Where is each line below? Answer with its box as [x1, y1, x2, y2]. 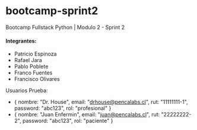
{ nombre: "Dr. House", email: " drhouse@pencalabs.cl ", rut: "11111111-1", [14, 99, 188, 106]
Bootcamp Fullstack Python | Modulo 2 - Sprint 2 [5, 24, 125, 31]
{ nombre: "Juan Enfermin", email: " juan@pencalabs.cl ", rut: [14, 111, 160, 118]
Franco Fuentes [14, 69, 53, 76]
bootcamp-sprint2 [5, 4, 99, 18]
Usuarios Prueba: [5, 87, 48, 94]
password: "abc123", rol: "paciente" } [22, 117, 113, 125]
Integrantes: [5, 37, 37, 44]
